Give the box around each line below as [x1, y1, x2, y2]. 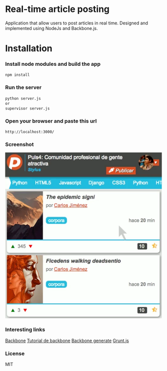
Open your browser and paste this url [5, 117, 97, 124]
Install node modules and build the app [5, 61, 101, 68]
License [5, 350, 25, 357]
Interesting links [5, 326, 46, 333]
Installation [5, 43, 53, 54]
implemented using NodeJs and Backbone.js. [5, 25, 98, 31]
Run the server [5, 84, 42, 91]
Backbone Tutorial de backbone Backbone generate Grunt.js [5, 338, 129, 344]
